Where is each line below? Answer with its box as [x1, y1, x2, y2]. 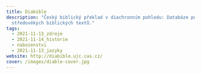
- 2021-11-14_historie [11, 36, 68, 42]
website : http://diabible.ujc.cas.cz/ [6, 53, 103, 59]
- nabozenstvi [11, 42, 47, 48]
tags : [6, 25, 20, 32]
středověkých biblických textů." [11, 20, 95, 26]
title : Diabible [6, 8, 47, 15]
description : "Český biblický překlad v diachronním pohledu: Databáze [6, 14, 188, 20]
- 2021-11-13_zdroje [11, 31, 63, 37]
